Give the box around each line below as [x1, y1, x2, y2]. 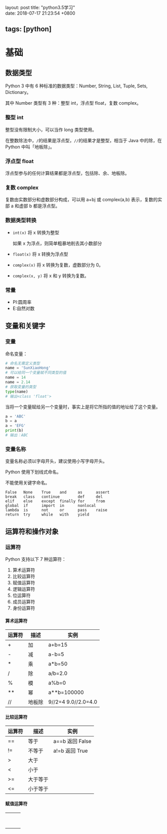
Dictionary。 [5, 89, 31, 95]
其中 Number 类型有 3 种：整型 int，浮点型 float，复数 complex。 [5, 100, 142, 106]
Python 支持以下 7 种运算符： [5, 556, 67, 562]
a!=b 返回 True [53, 747, 88, 754]
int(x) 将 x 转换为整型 [12, 229, 60, 235]
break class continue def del [5, 494, 103, 499]
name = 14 [5, 375, 26, 380]
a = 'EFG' [5, 423, 26, 428]
